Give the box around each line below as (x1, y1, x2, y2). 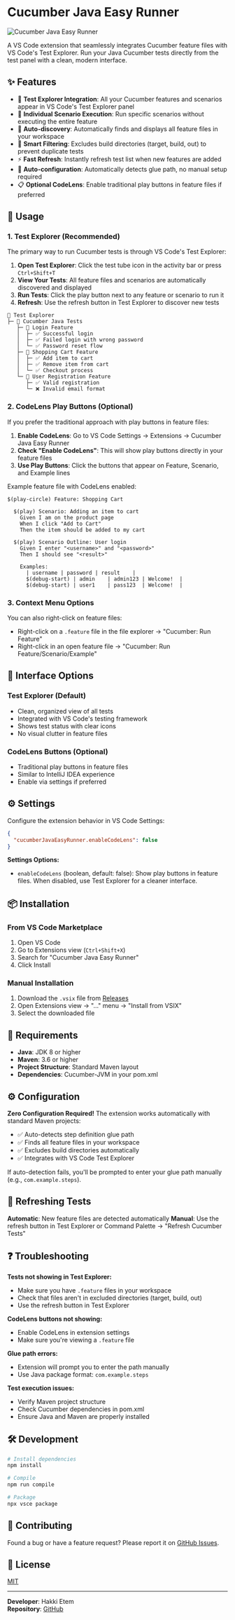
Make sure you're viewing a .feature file (17, 1335, 135, 1344)
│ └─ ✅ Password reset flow (16, 343, 103, 350)
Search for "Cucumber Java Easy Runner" (17, 953, 139, 962)
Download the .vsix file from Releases (17, 994, 129, 1002)
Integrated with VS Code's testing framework (17, 714, 148, 723)
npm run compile (7, 1481, 55, 1488)
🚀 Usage (7, 211, 44, 223)
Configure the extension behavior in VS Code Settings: (7, 816, 165, 824)
